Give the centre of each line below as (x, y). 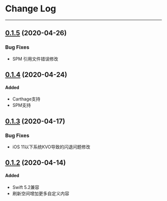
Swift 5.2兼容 (26, 187)
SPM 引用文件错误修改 (35, 59)
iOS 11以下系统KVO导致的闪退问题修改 (51, 147)
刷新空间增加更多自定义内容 (41, 193)
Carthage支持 (26, 99)
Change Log (31, 9)
